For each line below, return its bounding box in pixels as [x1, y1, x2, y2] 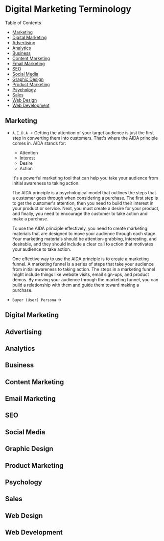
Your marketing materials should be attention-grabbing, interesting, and [12, 236, 157, 241]
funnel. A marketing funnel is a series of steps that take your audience [12, 261, 154, 267]
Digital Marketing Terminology [5, 3, 131, 15]
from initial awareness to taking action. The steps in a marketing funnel [12, 266, 156, 272]
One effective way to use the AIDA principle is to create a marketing [12, 256, 149, 262]
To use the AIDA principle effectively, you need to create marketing [12, 225, 148, 231]
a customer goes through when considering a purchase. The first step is [12, 195, 158, 201]
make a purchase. [12, 215, 48, 222]
